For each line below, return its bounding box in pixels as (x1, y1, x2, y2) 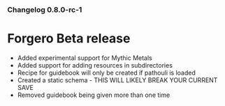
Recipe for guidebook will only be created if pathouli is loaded (17, 68, 196, 77)
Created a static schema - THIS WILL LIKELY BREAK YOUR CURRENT (17, 75, 218, 84)
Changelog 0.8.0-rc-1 (7, 5, 82, 15)
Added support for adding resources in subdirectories (17, 61, 173, 69)
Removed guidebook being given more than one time (17, 91, 170, 99)
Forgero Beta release (7, 31, 131, 47)
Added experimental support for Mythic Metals (17, 54, 152, 62)
